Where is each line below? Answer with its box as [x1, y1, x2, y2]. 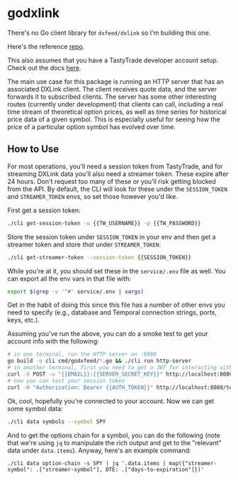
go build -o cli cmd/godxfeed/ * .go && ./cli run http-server [7, 357, 192, 365]
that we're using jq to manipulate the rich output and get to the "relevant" [7, 438, 222, 447]
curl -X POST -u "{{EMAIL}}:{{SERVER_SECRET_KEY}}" [7, 371, 163, 378]
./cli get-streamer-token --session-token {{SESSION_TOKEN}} [7, 253, 192, 261]
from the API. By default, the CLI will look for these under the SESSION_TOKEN [7, 185, 228, 193]
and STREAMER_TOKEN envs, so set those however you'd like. [7, 192, 178, 200]
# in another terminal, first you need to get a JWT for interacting [7, 364, 217, 371]
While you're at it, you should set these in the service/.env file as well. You [7, 266, 226, 275]
